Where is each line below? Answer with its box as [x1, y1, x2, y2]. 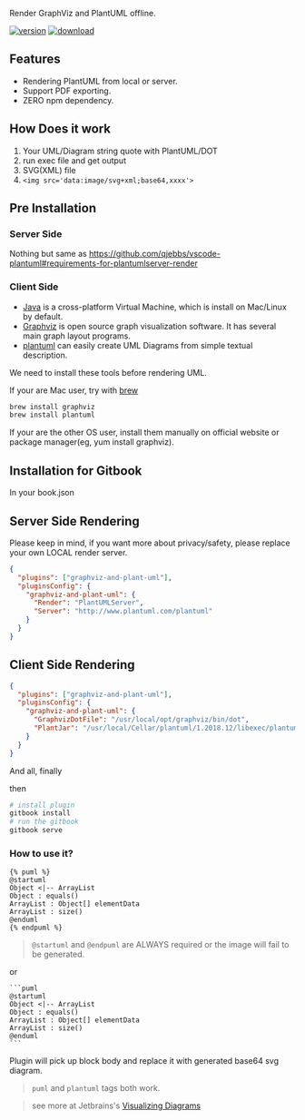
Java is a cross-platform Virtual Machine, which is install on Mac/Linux [22, 301, 288, 312]
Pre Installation [9, 201, 97, 216]
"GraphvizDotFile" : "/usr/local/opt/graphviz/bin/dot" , [33, 715, 250, 724]
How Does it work [9, 122, 112, 137]
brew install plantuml [9, 410, 95, 420]
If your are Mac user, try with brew [9, 385, 139, 396]
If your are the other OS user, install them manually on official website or [9, 427, 280, 438]
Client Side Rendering [9, 657, 135, 673]
